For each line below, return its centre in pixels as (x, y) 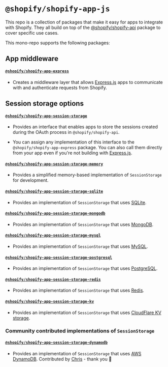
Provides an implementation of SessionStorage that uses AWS (77, 353)
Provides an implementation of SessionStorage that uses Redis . (78, 290)
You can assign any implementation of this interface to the (73, 142)
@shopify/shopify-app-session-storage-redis (53, 279)
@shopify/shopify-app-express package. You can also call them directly (87, 148)
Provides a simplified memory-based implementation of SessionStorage (87, 175)
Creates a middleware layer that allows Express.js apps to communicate (88, 82)
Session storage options (44, 103)
